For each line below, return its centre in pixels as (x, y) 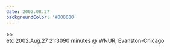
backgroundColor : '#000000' (42, 17)
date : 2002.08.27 (28, 12)
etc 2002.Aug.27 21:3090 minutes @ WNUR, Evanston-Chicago (85, 40)
